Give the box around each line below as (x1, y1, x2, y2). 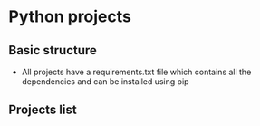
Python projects (8, 6, 132, 27)
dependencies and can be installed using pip (21, 76, 189, 87)
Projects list (8, 102, 78, 118)
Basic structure (8, 43, 97, 58)
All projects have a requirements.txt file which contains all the (21, 66, 252, 77)
